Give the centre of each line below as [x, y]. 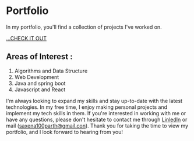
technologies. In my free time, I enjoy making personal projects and [87, 107]
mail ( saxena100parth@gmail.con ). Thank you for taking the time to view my [97, 125]
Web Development [37, 77]
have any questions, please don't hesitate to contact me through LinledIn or [97, 119]
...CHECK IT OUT [26, 38]
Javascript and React [40, 90]
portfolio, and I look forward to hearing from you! [65, 132]
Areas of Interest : [39, 57]
